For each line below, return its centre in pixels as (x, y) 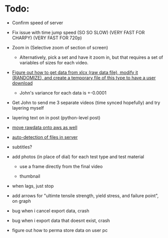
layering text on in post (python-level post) (56, 117)
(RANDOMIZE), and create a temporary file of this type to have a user (84, 77)
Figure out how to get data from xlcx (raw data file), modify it (75, 72)
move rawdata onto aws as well (45, 127)
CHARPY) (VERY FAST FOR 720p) (47, 38)
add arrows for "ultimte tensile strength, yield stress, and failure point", (85, 195)
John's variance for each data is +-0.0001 (63, 93)
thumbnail (30, 176)
